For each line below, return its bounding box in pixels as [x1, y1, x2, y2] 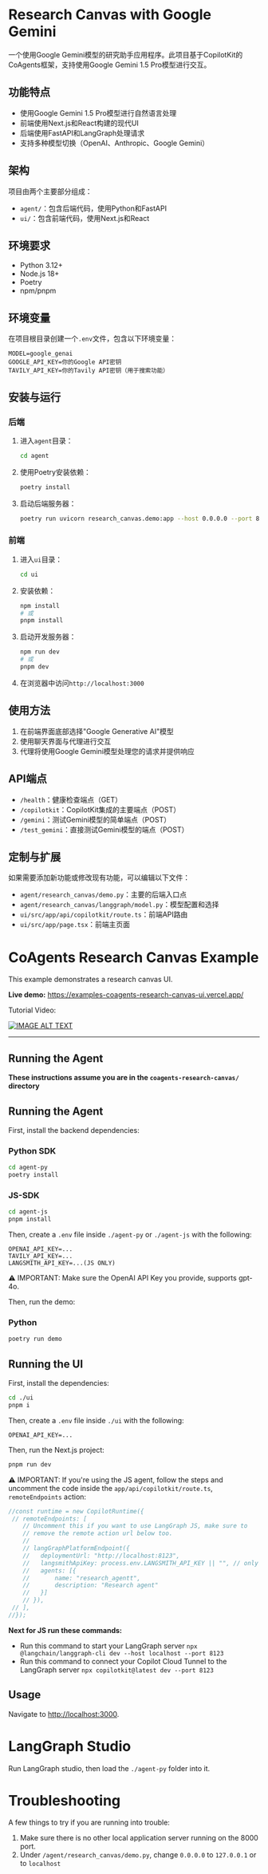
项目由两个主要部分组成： [8, 186, 93, 196]
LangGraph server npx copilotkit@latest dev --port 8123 [19, 1665, 214, 1675]
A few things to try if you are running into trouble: [8, 1817, 170, 1828]
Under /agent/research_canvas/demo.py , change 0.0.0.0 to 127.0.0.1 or [19, 1850, 257, 1860]
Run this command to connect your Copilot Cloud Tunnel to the [19, 1656, 227, 1666]
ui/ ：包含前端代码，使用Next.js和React [19, 213, 150, 223]
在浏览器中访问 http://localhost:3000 [19, 678, 145, 688]
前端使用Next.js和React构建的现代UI [19, 118, 140, 128]
